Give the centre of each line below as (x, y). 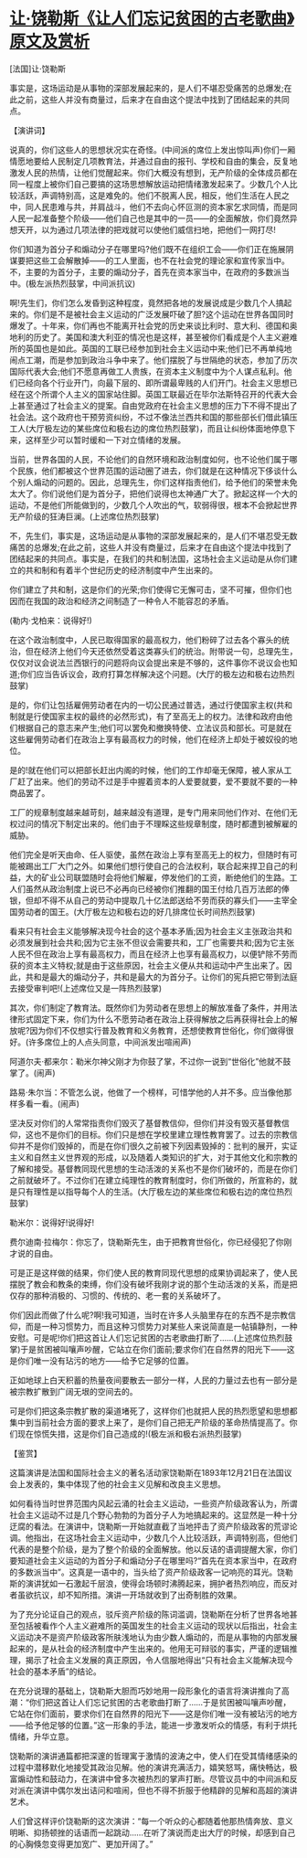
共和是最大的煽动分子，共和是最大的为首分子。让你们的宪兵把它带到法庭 (161, 977)
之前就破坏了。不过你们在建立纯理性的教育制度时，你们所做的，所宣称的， (149, 1180)
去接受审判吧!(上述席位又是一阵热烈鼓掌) (86, 988)
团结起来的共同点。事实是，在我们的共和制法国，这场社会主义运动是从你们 (149, 558)
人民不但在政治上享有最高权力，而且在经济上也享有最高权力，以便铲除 (142, 954)
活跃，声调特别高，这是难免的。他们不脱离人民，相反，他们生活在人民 (149, 195)
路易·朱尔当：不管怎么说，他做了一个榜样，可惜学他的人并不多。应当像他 (147, 1092)
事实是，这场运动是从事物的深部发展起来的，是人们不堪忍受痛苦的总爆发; (147, 88)
